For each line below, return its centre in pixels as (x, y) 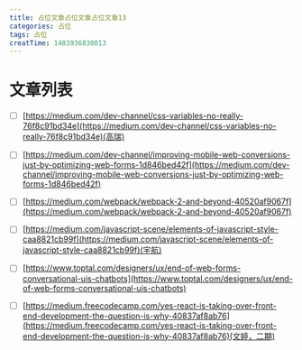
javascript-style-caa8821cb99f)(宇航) (92, 250)
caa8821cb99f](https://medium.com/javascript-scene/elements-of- (148, 239)
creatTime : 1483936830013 (58, 43)
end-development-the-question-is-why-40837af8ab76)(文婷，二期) (149, 336)
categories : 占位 (41, 26)
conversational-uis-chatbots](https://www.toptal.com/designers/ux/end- (157, 278)
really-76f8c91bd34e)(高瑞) (73, 137)
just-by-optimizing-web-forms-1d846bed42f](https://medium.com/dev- (156, 165)
